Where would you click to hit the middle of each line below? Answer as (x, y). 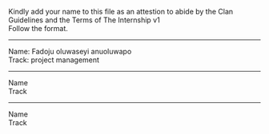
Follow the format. (38, 28)
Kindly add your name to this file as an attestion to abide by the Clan (121, 12)
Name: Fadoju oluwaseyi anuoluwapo (70, 51)
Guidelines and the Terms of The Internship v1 (84, 20)
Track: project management (54, 60)
